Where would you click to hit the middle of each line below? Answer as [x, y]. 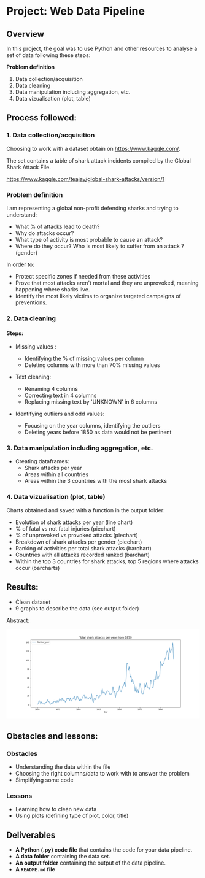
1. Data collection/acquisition [51, 135]
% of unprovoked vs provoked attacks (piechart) [76, 535]
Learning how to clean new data [56, 809]
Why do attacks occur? [44, 233]
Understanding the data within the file [63, 767]
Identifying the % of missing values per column [84, 359]
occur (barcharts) [37, 568]
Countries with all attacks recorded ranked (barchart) [83, 555]
